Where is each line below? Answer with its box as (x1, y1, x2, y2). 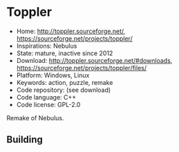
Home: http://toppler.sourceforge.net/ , (16, 27, 126, 35)
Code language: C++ (16, 93, 77, 101)
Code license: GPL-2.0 (16, 100, 81, 108)
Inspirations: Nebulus (16, 41, 77, 50)
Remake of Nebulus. (6, 113, 64, 122)
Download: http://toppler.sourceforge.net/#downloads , (16, 56, 173, 64)
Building (6, 134, 43, 146)
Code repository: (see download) (16, 86, 111, 94)
